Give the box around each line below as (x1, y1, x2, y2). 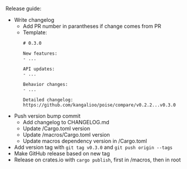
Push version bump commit (14, 112, 81, 120)
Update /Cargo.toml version (22, 125, 91, 132)
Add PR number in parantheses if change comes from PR (22, 23, 161, 29)
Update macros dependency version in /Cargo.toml (22, 138, 148, 144)
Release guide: (5, 5, 42, 12)
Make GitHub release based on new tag (14, 150, 110, 157)
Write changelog (14, 16, 54, 23)
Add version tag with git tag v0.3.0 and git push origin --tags (14, 144, 173, 151)
